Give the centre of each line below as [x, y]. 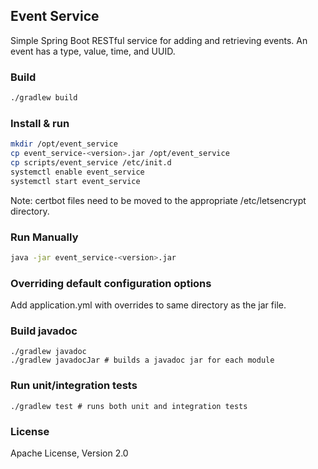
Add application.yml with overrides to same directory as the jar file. [148, 305]
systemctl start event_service [75, 181]
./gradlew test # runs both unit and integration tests [129, 406]
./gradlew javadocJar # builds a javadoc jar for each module [142, 360]
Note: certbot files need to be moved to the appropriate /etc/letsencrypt [158, 200]
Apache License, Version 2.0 [69, 453]
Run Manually [44, 237]
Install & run [40, 123]
